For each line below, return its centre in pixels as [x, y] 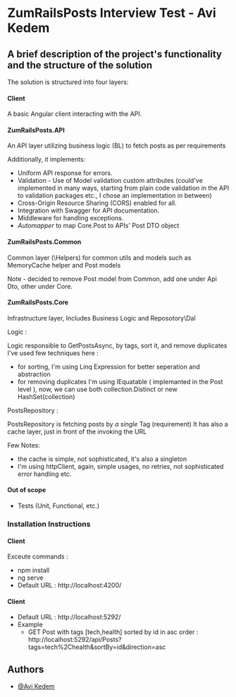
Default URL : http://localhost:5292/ [69, 617]
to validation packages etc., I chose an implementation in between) [115, 196]
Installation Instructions [49, 524]
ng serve [30, 578]
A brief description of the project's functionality [114, 54]
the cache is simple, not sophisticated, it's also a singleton [102, 459]
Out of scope [27, 490]
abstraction [34, 374]
